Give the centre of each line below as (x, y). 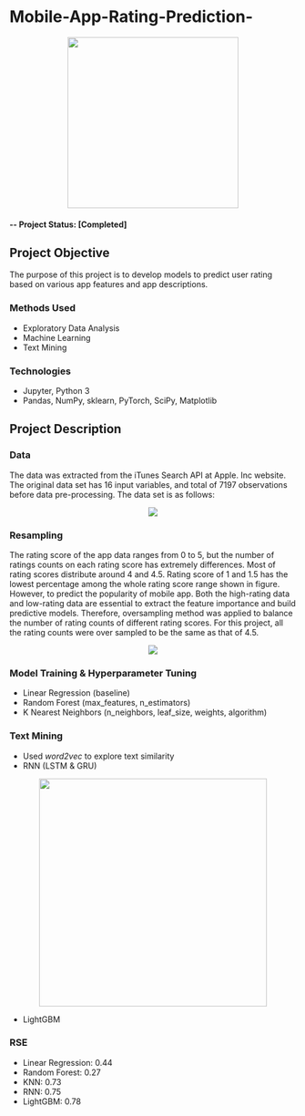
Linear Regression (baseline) (76, 693)
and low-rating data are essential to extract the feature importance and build (152, 603)
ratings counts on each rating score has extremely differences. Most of (142, 564)
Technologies (40, 371)
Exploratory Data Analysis (71, 328)
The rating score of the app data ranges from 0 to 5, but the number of (142, 554)
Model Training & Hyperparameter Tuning (103, 673)
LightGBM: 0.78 (52, 1101)
